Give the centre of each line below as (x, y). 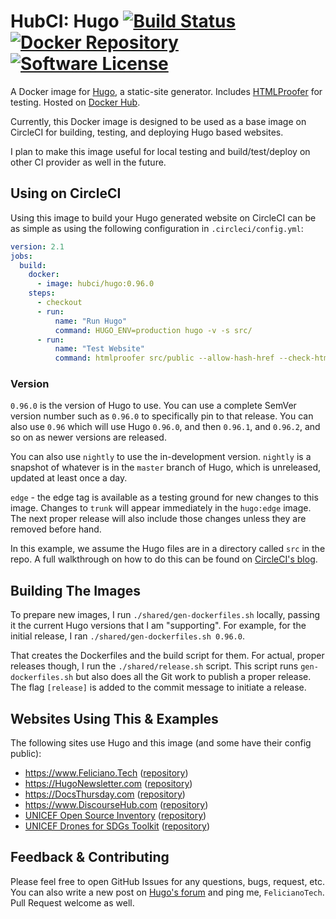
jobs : (21, 256)
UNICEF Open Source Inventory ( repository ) (115, 816)
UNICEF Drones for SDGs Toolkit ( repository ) (117, 826)
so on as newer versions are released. (88, 437)
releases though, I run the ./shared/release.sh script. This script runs (154, 666)
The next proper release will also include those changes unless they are (158, 519)
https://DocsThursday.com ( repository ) (105, 794)
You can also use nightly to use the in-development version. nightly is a (161, 457)
